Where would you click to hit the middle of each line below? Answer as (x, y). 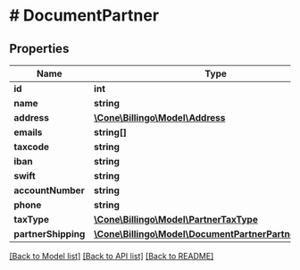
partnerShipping (50, 234)
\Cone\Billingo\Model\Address (159, 118)
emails (28, 132)
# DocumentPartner (84, 16)
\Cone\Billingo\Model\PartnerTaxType (176, 219)
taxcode (32, 147)
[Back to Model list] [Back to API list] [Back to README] (112, 256)
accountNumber (49, 190)
